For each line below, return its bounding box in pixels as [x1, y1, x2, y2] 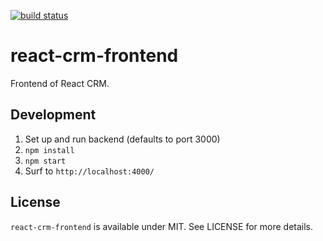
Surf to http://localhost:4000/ [24, 165, 155, 177]
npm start [24, 156, 67, 166]
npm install [24, 145, 75, 155]
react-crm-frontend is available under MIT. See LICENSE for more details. [10, 220, 314, 232]
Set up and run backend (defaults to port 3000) [24, 133, 221, 145]
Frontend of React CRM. [10, 77, 110, 89]
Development [10, 106, 97, 124]
